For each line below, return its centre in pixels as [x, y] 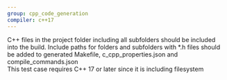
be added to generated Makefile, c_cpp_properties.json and [93, 54]
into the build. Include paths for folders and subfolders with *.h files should [114, 47]
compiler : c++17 [31, 20]
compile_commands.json [43, 61]
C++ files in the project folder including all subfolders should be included [111, 39]
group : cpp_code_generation [48, 13]
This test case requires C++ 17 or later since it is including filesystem [106, 69]
